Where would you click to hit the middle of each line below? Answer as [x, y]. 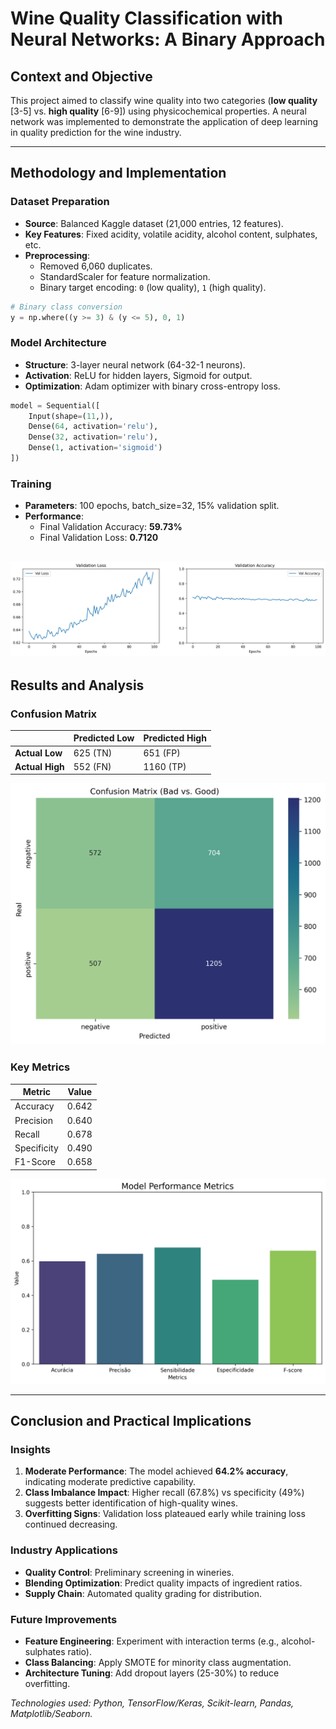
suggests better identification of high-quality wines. [131, 1503]
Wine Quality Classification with [147, 18]
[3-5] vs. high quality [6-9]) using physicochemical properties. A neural [158, 111]
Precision [33, 1120]
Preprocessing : [57, 255]
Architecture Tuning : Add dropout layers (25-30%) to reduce [152, 1673]
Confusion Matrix [54, 714]
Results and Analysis [77, 685]
